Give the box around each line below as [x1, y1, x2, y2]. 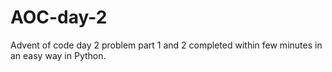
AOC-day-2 [10, 6, 108, 29]
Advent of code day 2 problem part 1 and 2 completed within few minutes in [10, 39, 323, 51]
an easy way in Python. [10, 49, 107, 61]
